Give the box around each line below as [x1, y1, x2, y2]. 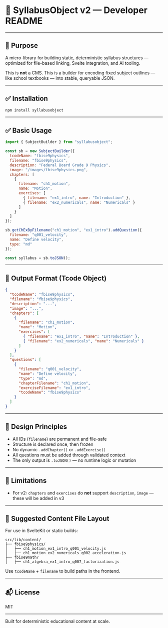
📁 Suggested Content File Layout [5, 514, 109, 523]
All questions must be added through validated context [12, 452, 126, 458]
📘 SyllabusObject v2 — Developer [5, 5, 147, 16]
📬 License [5, 588, 40, 596]
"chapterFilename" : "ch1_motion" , [18, 381, 91, 386]
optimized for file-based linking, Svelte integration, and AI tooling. [5, 60, 140, 66]
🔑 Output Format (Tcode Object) [5, 274, 106, 283]
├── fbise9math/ [5, 555, 39, 560]
